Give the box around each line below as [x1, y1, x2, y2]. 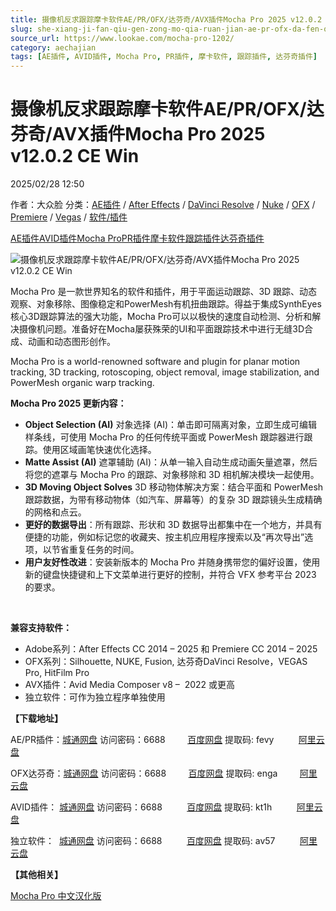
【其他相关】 [10, 869, 63, 881]
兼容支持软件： [10, 622, 72, 634]
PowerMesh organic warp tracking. [10, 377, 155, 389]
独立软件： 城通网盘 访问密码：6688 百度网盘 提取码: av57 [10, 835, 276, 847]
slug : [10, 24, 33, 34]
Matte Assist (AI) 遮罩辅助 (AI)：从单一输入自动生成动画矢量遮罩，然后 [24, 456, 318, 468]
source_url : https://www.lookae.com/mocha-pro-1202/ [10, 33, 235, 43]
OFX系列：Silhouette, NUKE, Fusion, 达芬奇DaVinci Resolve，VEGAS [24, 656, 308, 668]
